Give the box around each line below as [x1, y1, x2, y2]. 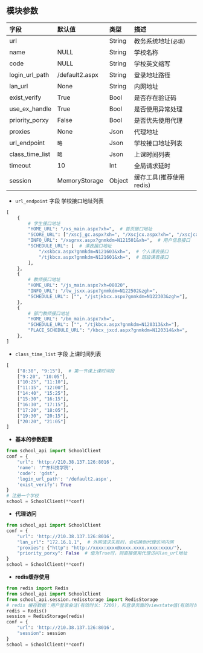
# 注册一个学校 [6, 493, 39, 499]
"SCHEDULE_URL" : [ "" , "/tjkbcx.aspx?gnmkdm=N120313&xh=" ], [28, 322, 180, 328]
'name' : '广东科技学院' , [17, 464, 74, 470]
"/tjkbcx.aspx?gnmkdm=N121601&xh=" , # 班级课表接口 [38, 254, 169, 260]
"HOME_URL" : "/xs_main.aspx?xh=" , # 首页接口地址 [28, 226, 153, 232]
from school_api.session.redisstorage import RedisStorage [6, 596, 158, 603]
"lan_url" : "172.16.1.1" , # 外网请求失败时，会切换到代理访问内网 [17, 539, 174, 545]
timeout [9, 161, 31, 169]
